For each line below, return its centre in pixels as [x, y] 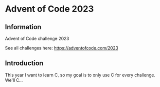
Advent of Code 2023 [49, 9]
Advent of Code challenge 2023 [37, 38]
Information [23, 27]
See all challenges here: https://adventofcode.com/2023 [62, 48]
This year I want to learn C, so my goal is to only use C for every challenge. [80, 75]
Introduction [24, 63]
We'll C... [14, 80]
